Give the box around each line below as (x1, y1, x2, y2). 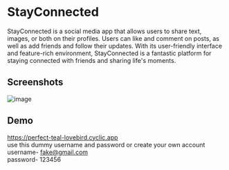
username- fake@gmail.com (7, 148, 89, 156)
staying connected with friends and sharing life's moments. (7, 56, 176, 64)
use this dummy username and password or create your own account (7, 140, 205, 149)
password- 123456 (7, 155, 61, 163)
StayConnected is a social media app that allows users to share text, (7, 27, 202, 35)
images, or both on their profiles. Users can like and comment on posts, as (7, 34, 220, 42)
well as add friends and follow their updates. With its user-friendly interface (7, 41, 223, 50)
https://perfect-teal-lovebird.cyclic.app (7, 133, 118, 142)
